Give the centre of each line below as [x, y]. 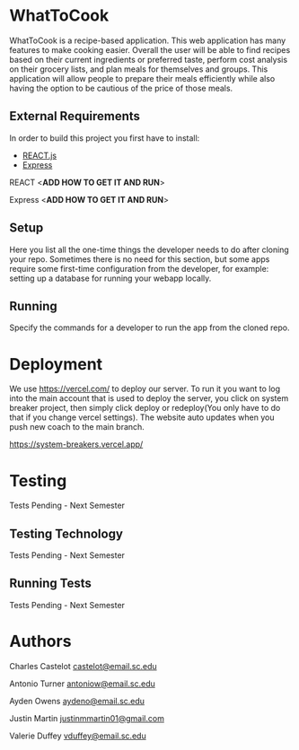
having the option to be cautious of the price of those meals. [121, 88]
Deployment [56, 364]
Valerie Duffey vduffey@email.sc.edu [78, 736]
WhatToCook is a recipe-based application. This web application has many [148, 40]
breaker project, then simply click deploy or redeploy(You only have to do [145, 408]
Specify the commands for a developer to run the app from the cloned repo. [149, 327]
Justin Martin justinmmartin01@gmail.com [87, 718]
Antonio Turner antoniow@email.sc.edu [82, 684]
